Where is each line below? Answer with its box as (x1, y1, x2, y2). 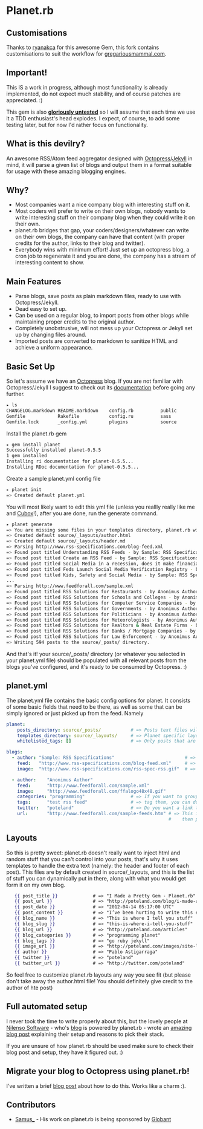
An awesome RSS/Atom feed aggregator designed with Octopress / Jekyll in (6, 155, 193, 162)
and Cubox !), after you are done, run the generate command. (6, 509, 158, 517)
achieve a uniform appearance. (14, 344, 93, 351)
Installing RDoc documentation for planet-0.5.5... (6, 464, 139, 470)
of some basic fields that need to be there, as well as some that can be (6, 703, 182, 711)
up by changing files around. (14, 331, 86, 339)
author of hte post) (6, 984, 53, 991)
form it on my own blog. (6, 881, 66, 888)
